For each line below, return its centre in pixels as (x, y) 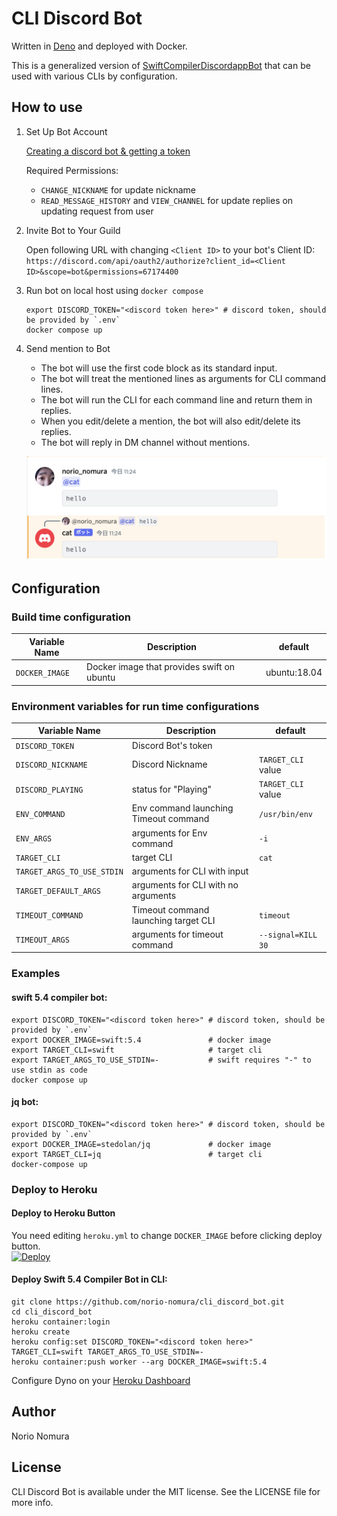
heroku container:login (61, 1322)
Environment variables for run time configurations (135, 706)
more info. (32, 1502)
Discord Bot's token (172, 745)
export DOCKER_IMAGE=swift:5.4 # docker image (141, 1040)
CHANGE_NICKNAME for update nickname (118, 189)
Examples (36, 974)
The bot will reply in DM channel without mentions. (145, 442)
